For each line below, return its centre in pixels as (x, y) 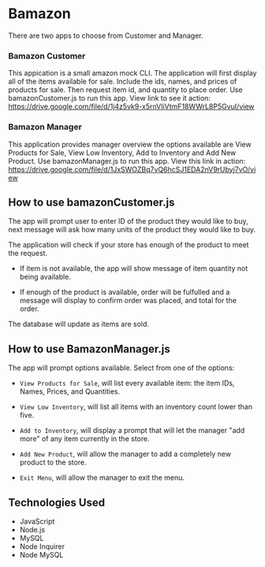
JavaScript (37, 521)
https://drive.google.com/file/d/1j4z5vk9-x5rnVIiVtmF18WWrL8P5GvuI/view (131, 106)
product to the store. (53, 462)
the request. (28, 254)
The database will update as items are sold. (79, 324)
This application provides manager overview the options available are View (130, 144)
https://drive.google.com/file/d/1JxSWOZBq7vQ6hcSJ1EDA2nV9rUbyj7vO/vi (132, 169)
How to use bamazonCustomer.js (91, 202)
